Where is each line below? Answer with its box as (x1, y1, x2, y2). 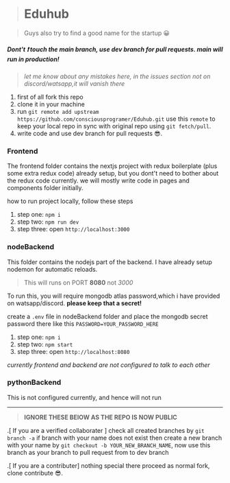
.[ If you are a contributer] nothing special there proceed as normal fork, (7, 461, 210, 469)
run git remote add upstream (16, 107, 99, 115)
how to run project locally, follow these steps (7, 197, 133, 205)
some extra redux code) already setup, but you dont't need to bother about (7, 169, 219, 178)
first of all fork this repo (16, 93, 84, 101)
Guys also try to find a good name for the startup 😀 (23, 29, 170, 37)
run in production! (7, 55, 60, 63)
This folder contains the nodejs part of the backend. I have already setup (7, 257, 212, 266)
